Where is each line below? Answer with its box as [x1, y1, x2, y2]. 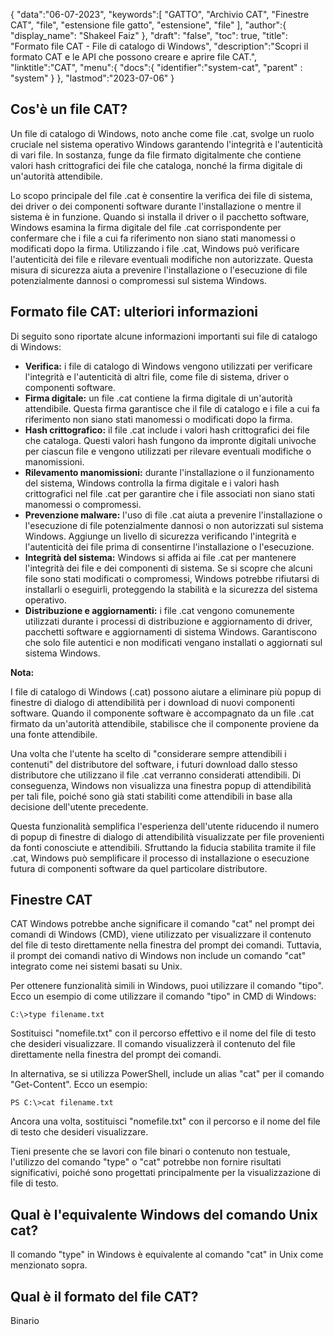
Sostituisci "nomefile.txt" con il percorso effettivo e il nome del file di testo [10, 1027, 317, 1039]
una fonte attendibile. [10, 728, 98, 740]
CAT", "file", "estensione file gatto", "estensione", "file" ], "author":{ [10, 19, 287, 31]
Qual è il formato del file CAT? [10, 1288, 199, 1305]
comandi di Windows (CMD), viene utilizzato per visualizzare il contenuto [10, 929, 312, 941]
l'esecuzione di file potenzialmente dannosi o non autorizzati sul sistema [24, 519, 324, 531]
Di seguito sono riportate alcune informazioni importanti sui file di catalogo [10, 330, 318, 342]
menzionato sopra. [10, 1259, 88, 1271]
